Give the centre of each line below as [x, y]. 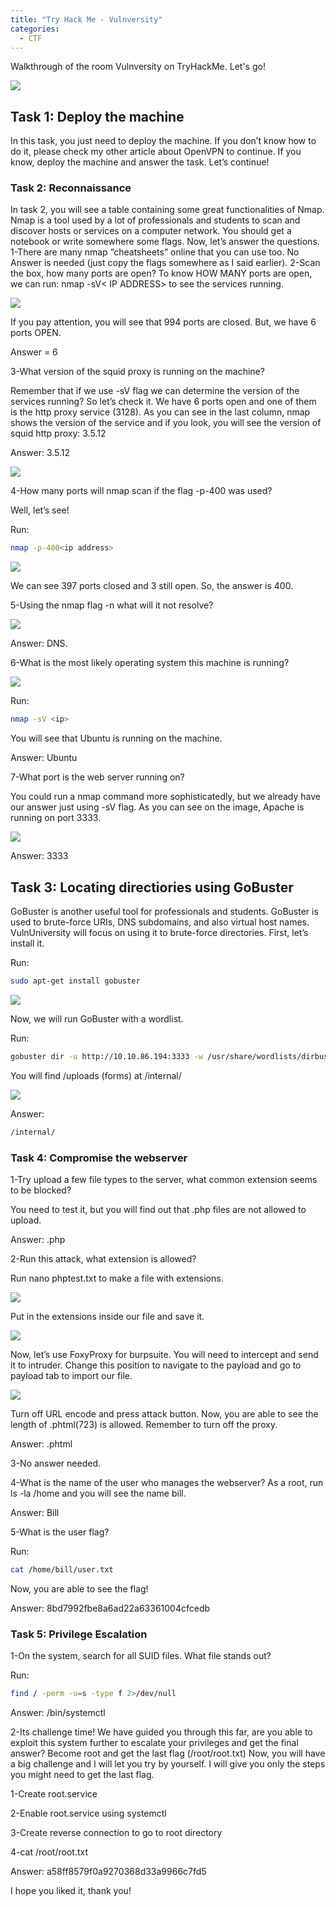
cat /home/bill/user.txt [62, 1569]
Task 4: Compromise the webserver [99, 1158]
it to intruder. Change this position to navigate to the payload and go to [156, 1365]
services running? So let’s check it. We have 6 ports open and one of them [163, 402]
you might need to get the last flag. [82, 1775]
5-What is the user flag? [60, 1532]
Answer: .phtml [41, 1443]
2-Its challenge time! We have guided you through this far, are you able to [161, 1732]
